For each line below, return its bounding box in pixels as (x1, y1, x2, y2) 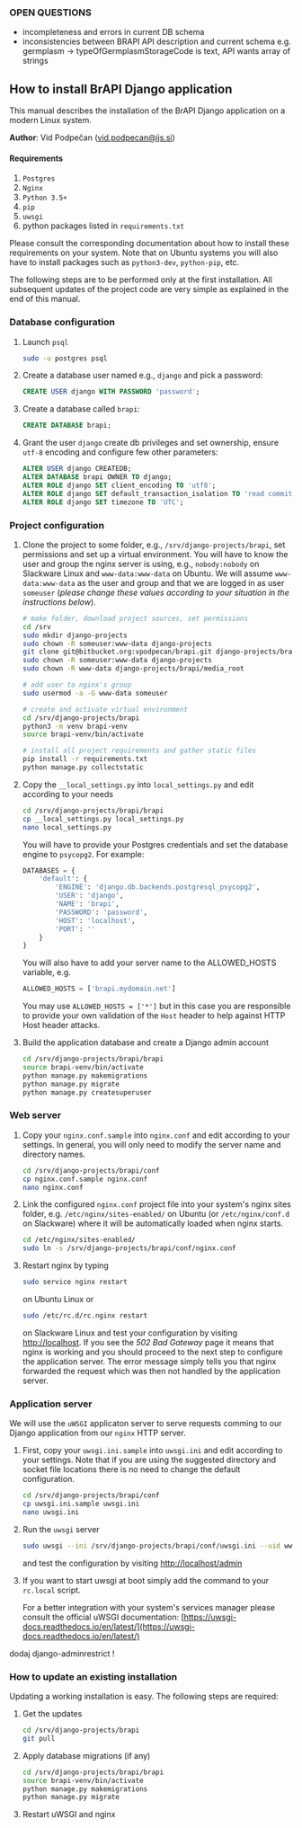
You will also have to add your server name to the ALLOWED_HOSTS (22, 957, 277, 968)
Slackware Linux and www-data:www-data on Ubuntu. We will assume (22, 568, 273, 579)
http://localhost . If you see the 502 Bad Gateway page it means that (22, 1336, 274, 1347)
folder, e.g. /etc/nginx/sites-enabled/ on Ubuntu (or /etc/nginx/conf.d (22, 1209, 290, 1220)
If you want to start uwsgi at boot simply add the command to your (22, 1575, 270, 1585)
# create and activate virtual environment (22, 705, 189, 714)
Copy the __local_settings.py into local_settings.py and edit (22, 779, 254, 790)
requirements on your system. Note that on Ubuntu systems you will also (9, 247, 279, 258)
